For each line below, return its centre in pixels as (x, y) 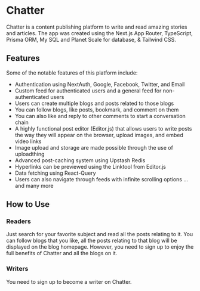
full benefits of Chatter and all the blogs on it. (62, 253)
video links (28, 141)
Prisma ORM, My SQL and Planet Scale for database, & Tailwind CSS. (91, 39)
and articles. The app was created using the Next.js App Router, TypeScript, (99, 33)
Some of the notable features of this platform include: (72, 73)
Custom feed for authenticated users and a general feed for (88, 91)
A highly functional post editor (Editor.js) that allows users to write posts (103, 128)
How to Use (28, 204)
